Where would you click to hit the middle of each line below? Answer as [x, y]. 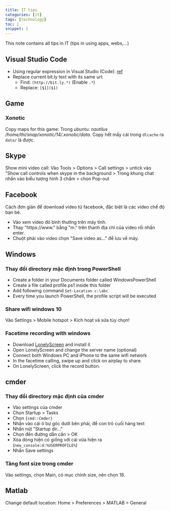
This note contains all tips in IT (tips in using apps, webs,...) [67, 43]
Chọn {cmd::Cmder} [32, 418]
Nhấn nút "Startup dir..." [38, 429]
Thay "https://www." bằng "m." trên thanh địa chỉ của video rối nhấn [84, 228]
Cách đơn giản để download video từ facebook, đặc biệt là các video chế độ [85, 207]
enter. [19, 233]
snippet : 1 [17, 29]
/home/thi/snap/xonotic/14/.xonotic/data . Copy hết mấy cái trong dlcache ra [84, 134]
